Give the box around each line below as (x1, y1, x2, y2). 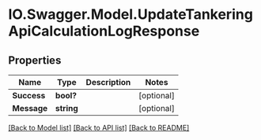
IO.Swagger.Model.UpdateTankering (8, 6, 253, 24)
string (55, 103, 79, 113)
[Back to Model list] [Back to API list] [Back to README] (8, 123, 190, 132)
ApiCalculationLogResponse (8, 22, 200, 40)
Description (85, 77, 131, 87)
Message (12, 103, 48, 113)
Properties (8, 53, 62, 67)
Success (12, 90, 46, 101)
